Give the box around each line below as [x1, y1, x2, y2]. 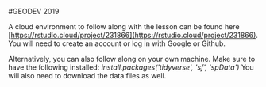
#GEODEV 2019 [8, 7, 60, 16]
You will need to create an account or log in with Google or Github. [8, 39, 226, 48]
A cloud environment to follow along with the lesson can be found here [8, 22, 240, 31]
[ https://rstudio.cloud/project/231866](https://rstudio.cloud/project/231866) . [8, 31, 258, 40]
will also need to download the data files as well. [8, 71, 167, 80]
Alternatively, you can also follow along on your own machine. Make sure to [8, 55, 256, 63]
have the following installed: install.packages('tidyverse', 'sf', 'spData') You [8, 62, 254, 72]
